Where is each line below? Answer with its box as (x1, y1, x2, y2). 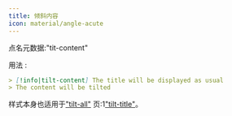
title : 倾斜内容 (8, 11, 59, 20)
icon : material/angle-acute (8, 19, 104, 28)
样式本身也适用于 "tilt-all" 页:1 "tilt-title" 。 (8, 99, 142, 110)
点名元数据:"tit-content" (8, 42, 88, 53)
